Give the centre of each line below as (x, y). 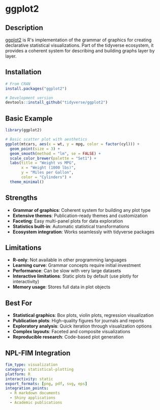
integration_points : (27, 388)
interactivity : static (29, 379)
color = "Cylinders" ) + (46, 177)
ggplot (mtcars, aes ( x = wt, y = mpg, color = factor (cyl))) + (72, 144)
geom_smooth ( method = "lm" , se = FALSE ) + (55, 153)
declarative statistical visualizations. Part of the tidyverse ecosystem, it (79, 45)
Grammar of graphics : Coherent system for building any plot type (82, 210)
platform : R (18, 374)
